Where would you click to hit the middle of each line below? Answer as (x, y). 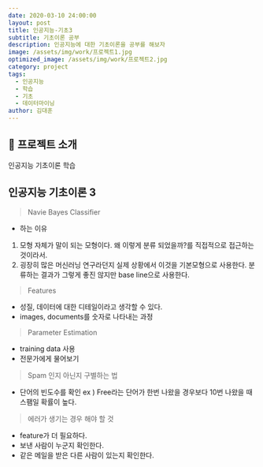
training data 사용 (47, 349)
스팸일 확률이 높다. (48, 402)
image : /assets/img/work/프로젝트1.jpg (70, 52)
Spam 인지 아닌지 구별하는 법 (72, 375)
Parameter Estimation (62, 332)
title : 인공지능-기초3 (41, 30)
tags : (17, 74)
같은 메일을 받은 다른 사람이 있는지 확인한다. (87, 455)
